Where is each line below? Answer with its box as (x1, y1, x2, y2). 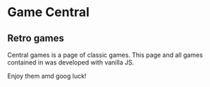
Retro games (7, 32, 65, 44)
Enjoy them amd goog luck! (7, 72, 87, 80)
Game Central (7, 4, 90, 20)
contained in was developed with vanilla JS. (7, 58, 135, 67)
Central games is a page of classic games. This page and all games (7, 51, 203, 59)
